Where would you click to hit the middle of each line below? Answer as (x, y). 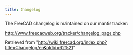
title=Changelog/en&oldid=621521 (39, 47)
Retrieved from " (22, 42)
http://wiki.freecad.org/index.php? (72, 42)
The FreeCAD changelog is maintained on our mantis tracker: (66, 23)
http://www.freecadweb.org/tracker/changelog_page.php (63, 33)
